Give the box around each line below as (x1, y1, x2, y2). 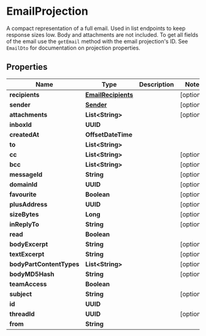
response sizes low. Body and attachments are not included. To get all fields (6, 31, 199, 38)
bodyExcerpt (9, 240, 48, 248)
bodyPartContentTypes (9, 259, 80, 268)
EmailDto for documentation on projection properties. (6, 44, 141, 52)
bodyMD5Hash (9, 270, 55, 278)
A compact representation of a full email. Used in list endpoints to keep (6, 25, 186, 32)
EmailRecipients (85, 90, 134, 99)
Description (139, 80, 174, 88)
